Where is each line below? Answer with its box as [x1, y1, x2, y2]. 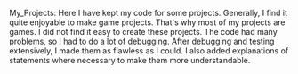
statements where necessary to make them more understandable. [9, 55, 251, 65]
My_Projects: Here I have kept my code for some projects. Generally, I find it [9, 8, 287, 18]
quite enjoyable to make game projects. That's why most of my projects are [9, 17, 286, 28]
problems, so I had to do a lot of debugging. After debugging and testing [9, 36, 275, 46]
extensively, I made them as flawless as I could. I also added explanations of [9, 45, 289, 56]
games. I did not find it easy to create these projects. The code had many [9, 27, 278, 37]
